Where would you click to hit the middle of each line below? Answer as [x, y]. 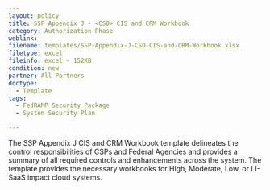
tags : [17, 98]
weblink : [23, 38]
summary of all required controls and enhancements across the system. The [135, 160]
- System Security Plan [55, 114]
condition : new [34, 68]
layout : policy [34, 16]
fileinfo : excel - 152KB [50, 61]
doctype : [23, 83]
